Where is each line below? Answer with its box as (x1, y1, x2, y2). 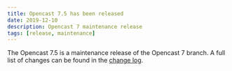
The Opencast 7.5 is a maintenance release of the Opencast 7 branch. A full (7, 49, 226, 57)
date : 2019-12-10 (7, 17, 58, 24)
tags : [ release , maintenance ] (7, 29, 96, 37)
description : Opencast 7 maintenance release (7, 23, 142, 30)
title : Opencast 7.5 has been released (7, 10, 124, 17)
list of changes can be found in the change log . (7, 56, 144, 65)
